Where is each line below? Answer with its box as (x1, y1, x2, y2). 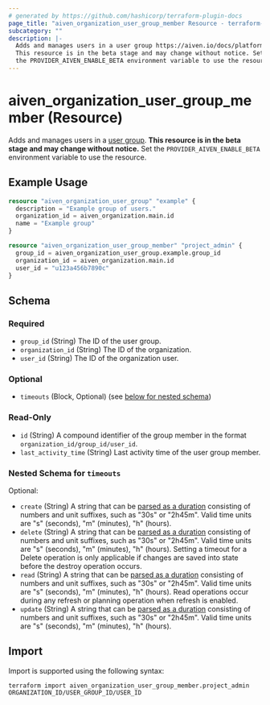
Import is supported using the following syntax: (8, 666, 165, 675)
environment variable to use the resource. (8, 152, 147, 162)
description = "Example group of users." (15, 205, 157, 213)
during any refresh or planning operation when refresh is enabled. (19, 595, 239, 605)
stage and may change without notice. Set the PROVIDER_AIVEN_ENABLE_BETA (8, 143, 260, 153)
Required (8, 317, 45, 329)
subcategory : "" (8, 27, 63, 35)
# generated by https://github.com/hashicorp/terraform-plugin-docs (8, 11, 243, 20)
